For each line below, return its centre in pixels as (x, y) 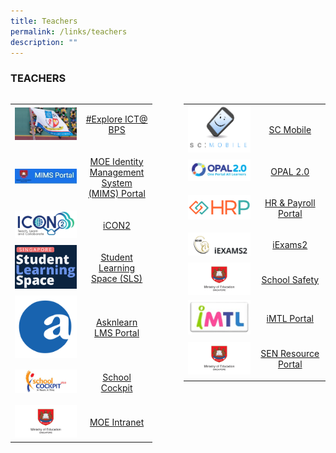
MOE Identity (116, 161)
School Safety (290, 279)
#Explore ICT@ (116, 119)
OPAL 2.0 (290, 171)
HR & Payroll (290, 203)
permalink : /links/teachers (69, 31)
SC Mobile (290, 130)
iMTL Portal (290, 318)
